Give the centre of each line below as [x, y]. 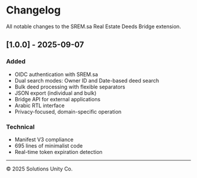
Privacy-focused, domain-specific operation [68, 111]
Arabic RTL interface [40, 105]
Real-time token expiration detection [58, 152]
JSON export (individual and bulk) [55, 93]
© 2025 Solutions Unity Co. [40, 169]
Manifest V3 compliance [44, 139]
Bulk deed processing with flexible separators [70, 87]
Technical [21, 126]
